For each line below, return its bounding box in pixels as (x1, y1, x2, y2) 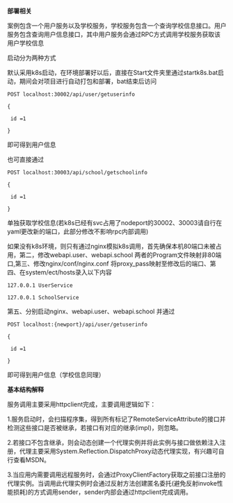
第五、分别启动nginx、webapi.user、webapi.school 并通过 (7, 307, 175, 315)
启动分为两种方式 (7, 53, 56, 62)
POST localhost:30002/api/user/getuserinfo (7, 91, 136, 98)
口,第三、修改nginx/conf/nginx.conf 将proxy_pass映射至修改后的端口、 (7, 260, 211, 267)
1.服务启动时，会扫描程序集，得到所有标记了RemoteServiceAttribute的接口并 (7, 415, 226, 423)
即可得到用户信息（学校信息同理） (7, 371, 105, 379)
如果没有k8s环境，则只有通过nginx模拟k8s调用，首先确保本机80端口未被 (7, 242, 216, 250)
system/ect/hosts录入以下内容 (25, 268, 113, 277)
